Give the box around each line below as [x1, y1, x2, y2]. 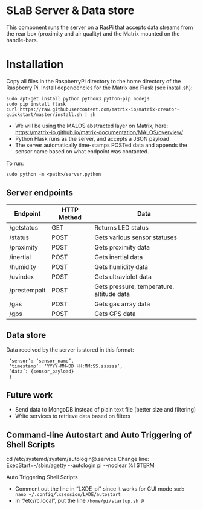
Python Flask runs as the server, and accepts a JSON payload [14, 135, 169, 142]
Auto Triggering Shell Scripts [6, 474, 79, 481]
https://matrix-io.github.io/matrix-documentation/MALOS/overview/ [14, 128, 183, 136]
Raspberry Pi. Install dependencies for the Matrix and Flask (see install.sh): [6, 84, 193, 91]
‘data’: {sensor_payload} [8, 368, 74, 375]
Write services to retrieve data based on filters [14, 412, 131, 420]
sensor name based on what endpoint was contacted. [14, 147, 149, 155]
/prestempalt [9, 286, 46, 294]
